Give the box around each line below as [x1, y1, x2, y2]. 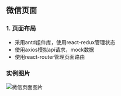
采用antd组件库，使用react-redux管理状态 [14, 38, 116, 45]
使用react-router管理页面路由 [14, 53, 85, 60]
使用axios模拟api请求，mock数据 [14, 46, 95, 53]
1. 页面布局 [6, 24, 36, 33]
